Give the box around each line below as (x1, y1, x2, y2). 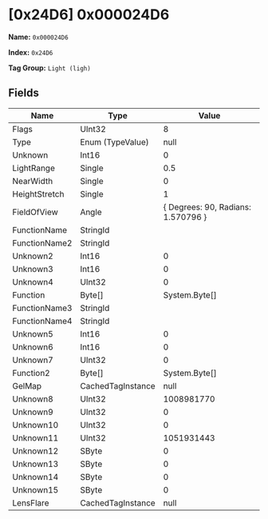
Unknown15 (12, 484, 59, 495)
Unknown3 (12, 263, 53, 274)
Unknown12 (12, 445, 59, 457)
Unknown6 (12, 341, 53, 353)
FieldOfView (12, 206, 58, 218)
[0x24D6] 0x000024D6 (8, 6, 170, 24)
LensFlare (12, 497, 49, 509)
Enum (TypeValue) (79, 136, 149, 147)
